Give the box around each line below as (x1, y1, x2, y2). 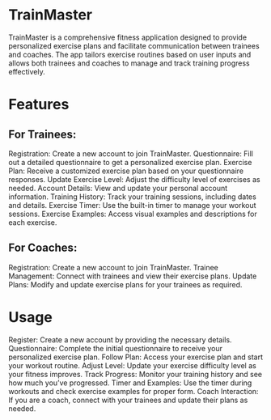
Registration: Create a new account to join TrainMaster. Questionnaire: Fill (8, 148, 253, 159)
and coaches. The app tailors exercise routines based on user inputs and (8, 49, 252, 59)
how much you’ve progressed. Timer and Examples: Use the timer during (8, 378, 252, 388)
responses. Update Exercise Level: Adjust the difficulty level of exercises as (8, 174, 260, 184)
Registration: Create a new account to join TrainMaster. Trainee (8, 262, 218, 272)
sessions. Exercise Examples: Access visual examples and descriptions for (8, 209, 257, 218)
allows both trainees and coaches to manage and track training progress (8, 58, 250, 68)
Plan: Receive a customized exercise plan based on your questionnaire (8, 166, 244, 176)
